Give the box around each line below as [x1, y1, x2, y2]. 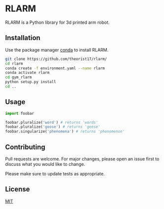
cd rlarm [5, 61, 23, 66]
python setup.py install [5, 80, 56, 85]
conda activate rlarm [5, 70, 50, 75]
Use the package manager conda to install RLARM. [5, 47, 109, 52]
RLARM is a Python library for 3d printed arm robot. [5, 19, 110, 25]
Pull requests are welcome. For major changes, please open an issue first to [5, 156, 160, 161]
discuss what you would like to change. [5, 161, 85, 167]
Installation [5, 34, 41, 42]
